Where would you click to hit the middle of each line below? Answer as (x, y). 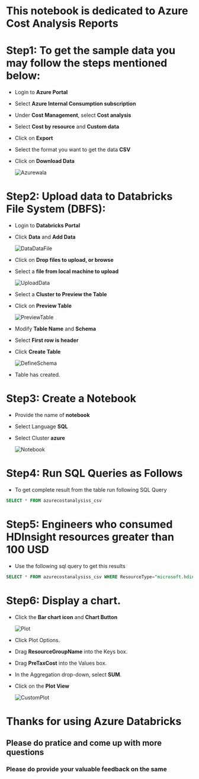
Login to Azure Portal (41, 92)
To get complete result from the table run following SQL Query (91, 489)
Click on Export (34, 138)
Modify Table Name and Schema (55, 329)
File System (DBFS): (56, 209)
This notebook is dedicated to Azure (97, 11)
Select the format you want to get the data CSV (73, 150)
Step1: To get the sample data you (91, 51)
